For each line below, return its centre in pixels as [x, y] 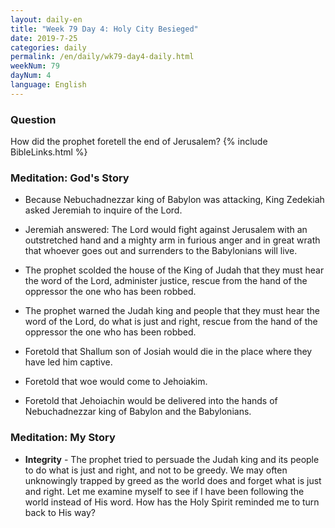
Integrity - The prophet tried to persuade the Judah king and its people [172, 459]
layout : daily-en [46, 19]
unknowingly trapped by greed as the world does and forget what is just [173, 480]
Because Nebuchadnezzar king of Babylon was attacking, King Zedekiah [174, 200]
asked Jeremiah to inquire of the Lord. [103, 210]
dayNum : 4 [31, 76]
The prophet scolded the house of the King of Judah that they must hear [174, 270]
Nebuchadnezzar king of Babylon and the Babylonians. [138, 412]
